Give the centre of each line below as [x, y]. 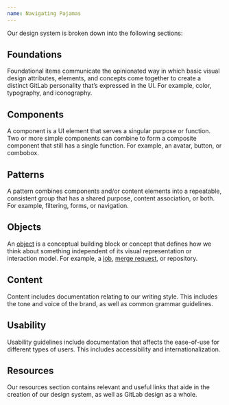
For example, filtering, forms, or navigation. [68, 206]
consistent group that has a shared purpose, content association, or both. [111, 198]
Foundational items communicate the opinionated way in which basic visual [113, 71]
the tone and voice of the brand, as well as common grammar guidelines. [110, 303]
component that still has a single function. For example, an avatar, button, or [114, 146]
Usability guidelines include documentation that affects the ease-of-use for [113, 342]
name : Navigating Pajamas [44, 13]
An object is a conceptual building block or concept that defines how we [109, 244]
